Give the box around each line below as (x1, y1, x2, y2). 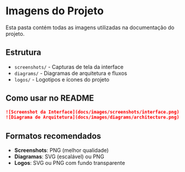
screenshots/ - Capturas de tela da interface (14, 63, 124, 70)
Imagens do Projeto (5, 4, 104, 18)
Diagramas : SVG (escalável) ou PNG (14, 153, 104, 160)
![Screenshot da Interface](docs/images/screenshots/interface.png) (5, 109, 180, 115)
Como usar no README (5, 93, 94, 104)
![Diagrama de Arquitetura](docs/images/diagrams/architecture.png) (5, 114, 180, 120)
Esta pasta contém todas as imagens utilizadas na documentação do (5, 24, 174, 31)
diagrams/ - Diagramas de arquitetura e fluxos (14, 70, 128, 77)
